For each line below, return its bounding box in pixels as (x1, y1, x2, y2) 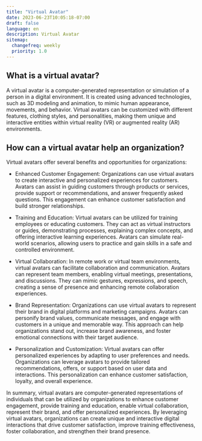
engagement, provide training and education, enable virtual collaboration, (6, 402, 189, 410)
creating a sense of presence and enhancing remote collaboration (14, 283, 179, 291)
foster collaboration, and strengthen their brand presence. (6, 428, 151, 435)
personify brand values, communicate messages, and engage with (14, 315, 181, 322)
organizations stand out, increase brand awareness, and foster (14, 327, 171, 335)
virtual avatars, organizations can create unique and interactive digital (6, 415, 180, 422)
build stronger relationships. (14, 202, 85, 210)
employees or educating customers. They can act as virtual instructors (14, 220, 191, 228)
